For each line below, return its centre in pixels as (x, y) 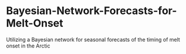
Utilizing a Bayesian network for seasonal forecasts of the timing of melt (93, 39)
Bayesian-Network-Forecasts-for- (92, 11)
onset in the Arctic (28, 46)
